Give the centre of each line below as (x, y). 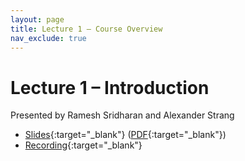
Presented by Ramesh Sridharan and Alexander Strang (122, 115)
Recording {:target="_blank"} (83, 145)
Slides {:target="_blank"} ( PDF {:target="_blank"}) (125, 135)
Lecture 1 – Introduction (110, 87)
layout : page (37, 19)
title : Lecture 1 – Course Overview (86, 29)
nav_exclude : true (48, 38)
